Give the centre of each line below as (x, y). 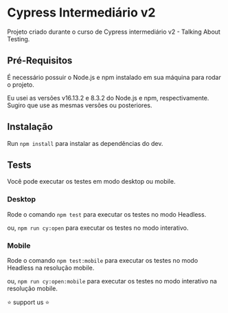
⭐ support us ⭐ (28, 302)
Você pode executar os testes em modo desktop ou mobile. (91, 182)
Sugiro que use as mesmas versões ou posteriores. (80, 105)
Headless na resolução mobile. (51, 268)
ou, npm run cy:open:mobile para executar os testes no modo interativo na (112, 281)
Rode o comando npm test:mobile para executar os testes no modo (103, 260)
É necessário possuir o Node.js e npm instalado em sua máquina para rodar (114, 77)
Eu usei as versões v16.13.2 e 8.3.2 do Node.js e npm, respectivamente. (108, 98)
